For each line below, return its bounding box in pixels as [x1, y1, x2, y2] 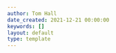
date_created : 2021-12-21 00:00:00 [7, 17, 110, 23]
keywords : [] [7, 23, 45, 30]
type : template [7, 36, 51, 43]
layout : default [7, 29, 54, 36]
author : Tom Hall [7, 10, 57, 17]
